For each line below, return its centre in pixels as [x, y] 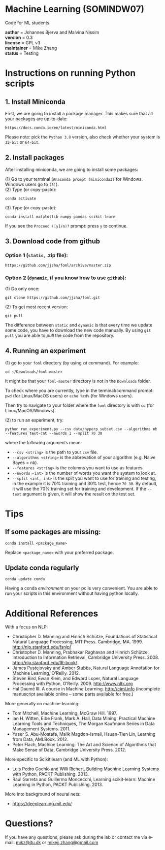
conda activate [21, 198]
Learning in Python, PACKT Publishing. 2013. [58, 785]
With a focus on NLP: [27, 627]
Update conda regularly [42, 568]
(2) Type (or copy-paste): [31, 189]
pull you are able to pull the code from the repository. [60, 335]
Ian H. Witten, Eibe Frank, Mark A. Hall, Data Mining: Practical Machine [84, 719]
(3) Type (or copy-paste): [31, 207]
